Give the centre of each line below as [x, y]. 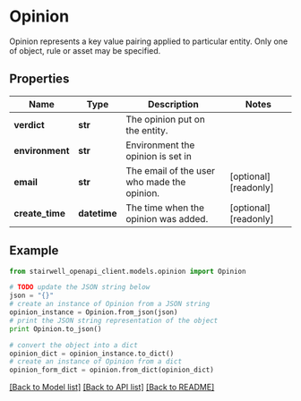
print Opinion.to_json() [56, 328]
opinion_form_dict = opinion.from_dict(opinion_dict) [112, 370]
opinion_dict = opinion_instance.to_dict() [92, 354]
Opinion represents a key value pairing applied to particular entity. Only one [149, 41]
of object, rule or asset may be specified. [85, 50]
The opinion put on [165, 119]
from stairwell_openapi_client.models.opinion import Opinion [128, 271]
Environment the [160, 145]
